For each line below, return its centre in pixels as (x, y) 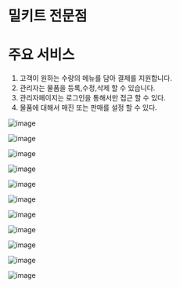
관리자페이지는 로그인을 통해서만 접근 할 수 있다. (92, 98)
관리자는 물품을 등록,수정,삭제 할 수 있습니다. (87, 88)
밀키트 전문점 (48, 16)
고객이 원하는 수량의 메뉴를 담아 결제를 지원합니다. (95, 78)
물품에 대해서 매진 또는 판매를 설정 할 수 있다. (88, 108)
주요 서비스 (41, 55)
